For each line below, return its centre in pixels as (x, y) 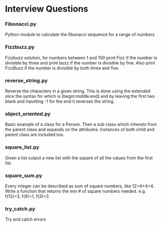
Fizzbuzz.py (20, 47)
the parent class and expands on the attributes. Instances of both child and (80, 130)
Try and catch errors (25, 219)
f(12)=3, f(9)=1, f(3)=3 (27, 196)
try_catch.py (20, 209)
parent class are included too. (35, 135)
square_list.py (22, 147)
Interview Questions (47, 9)
